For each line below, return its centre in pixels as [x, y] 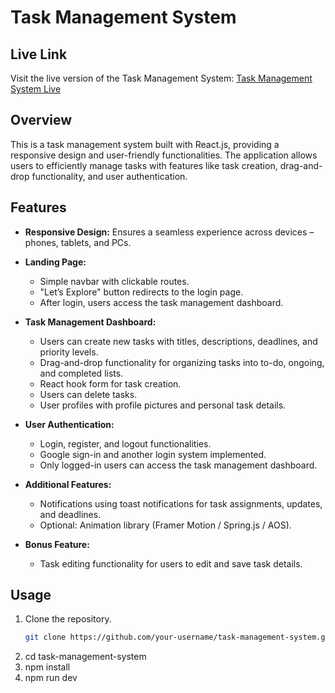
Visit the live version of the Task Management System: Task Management [161, 78]
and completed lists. [81, 373]
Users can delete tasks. [88, 394]
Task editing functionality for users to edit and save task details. [171, 563]
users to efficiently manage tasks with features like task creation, [144, 165]
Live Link [39, 54]
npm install [47, 667]
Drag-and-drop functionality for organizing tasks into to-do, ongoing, [182, 362]
